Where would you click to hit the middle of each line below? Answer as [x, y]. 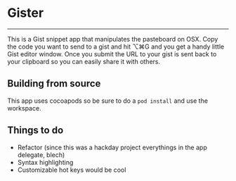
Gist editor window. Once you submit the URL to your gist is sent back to [112, 54]
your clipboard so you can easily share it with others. [84, 61]
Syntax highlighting [45, 162]
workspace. [24, 108]
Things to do [35, 131]
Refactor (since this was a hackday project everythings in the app [112, 147]
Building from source [54, 83]
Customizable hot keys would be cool [72, 170]
